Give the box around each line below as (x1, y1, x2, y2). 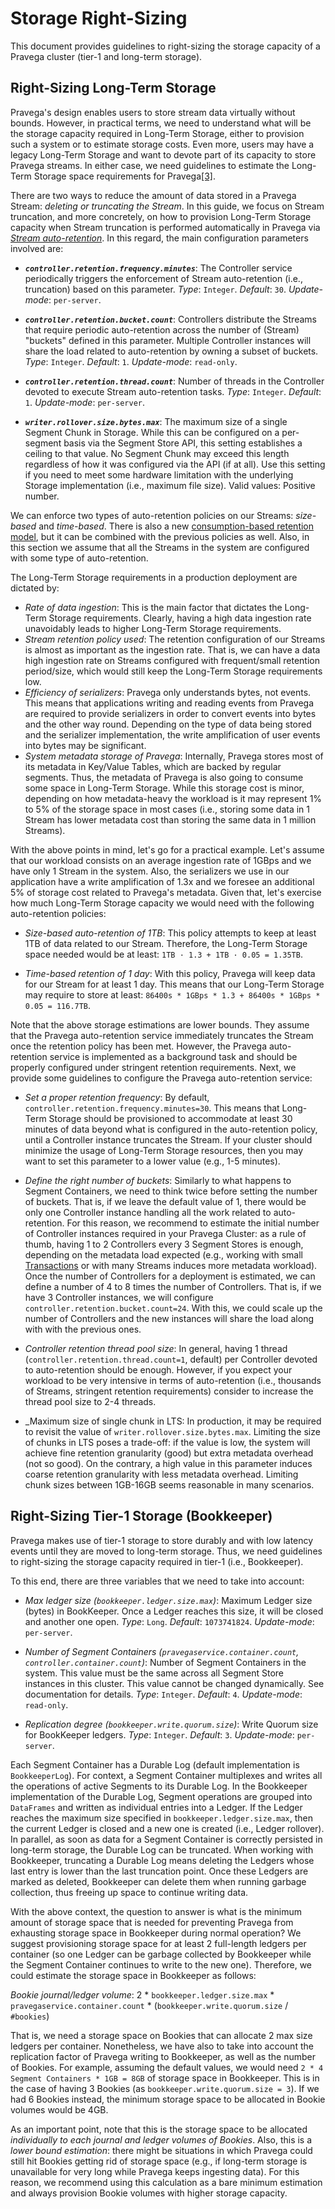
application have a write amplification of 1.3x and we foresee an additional (10, 875, 315, 887)
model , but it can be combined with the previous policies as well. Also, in (10, 530, 310, 542)
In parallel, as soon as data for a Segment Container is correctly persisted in (10, 1833, 323, 1845)
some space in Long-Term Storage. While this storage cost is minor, (24, 782, 305, 794)
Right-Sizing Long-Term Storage (10, 80, 217, 97)
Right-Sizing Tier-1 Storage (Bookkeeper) (10, 1508, 273, 1525)
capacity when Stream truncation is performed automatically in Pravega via (10, 221, 321, 233)
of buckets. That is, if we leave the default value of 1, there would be (24, 1195, 307, 1207)
